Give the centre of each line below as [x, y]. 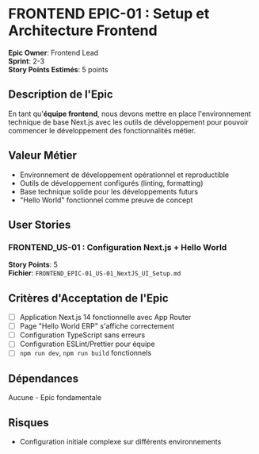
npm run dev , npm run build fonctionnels [86, 353]
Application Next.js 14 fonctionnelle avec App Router [105, 317]
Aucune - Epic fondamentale [55, 398]
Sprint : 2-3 [27, 61]
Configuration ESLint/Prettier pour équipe [88, 344]
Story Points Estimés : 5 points [58, 69]
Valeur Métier [42, 156]
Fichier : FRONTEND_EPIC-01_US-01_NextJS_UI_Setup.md [95, 273]
